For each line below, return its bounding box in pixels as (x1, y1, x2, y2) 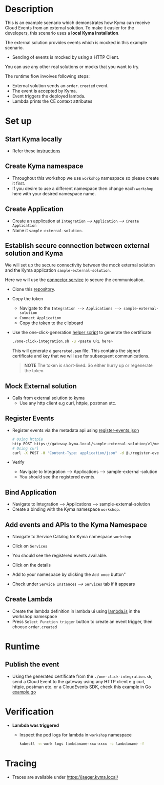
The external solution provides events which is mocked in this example (5, 39, 147, 45)
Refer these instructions (12, 148, 61, 154)
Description (5, 3, 54, 15)
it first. (12, 180, 25, 186)
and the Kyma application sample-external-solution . (5, 267, 111, 273)
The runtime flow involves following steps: (5, 73, 90, 79)
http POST (12, 441, 33, 446)
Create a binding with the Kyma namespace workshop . (12, 506, 120, 512)
